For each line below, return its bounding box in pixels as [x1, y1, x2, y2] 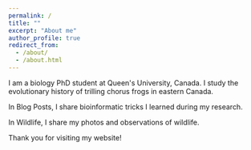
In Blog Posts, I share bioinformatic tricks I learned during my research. [8, 101, 243, 112]
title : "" [8, 19, 42, 27]
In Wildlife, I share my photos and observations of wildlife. [8, 117, 200, 127]
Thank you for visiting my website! [8, 132, 122, 142]
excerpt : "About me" [8, 26, 78, 34]
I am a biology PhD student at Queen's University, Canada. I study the [8, 77, 239, 88]
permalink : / [8, 11, 52, 20]
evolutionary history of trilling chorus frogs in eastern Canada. [8, 86, 214, 96]
